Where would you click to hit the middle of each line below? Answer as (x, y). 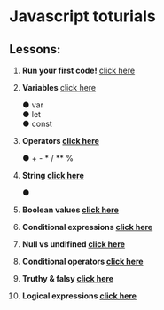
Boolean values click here (70, 210)
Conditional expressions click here (87, 227)
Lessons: (35, 49)
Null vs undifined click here (74, 244)
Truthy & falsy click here (67, 278)
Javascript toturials (83, 16)
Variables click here (59, 87)
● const (37, 123)
